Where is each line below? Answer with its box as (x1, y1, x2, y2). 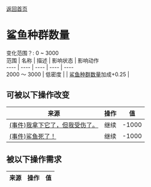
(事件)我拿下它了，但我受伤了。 (9, 120, 99, 129)
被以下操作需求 (6, 155, 62, 165)
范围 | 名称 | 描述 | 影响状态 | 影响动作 (6, 56, 99, 64)
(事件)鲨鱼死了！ (9, 132, 57, 140)
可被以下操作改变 (6, 90, 70, 100)
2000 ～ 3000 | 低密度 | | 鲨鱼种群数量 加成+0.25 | (6, 71, 129, 78)
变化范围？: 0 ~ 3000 (6, 49, 59, 56)
